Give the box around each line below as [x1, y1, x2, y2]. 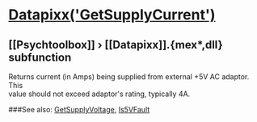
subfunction [8, 50, 72, 64]
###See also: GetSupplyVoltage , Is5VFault [8, 105, 150, 114]
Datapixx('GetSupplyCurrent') [8, 6, 216, 24]
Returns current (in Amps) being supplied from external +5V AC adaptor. [8, 72, 250, 82]
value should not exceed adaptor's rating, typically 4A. [8, 89, 191, 99]
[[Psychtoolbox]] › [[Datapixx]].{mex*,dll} [8, 38, 224, 52]
